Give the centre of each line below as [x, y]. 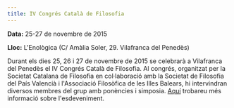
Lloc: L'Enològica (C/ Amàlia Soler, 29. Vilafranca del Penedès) [99, 47]
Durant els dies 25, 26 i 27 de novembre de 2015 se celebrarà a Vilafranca [115, 61]
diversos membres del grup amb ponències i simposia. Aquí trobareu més [115, 90]
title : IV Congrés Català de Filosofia [66, 14]
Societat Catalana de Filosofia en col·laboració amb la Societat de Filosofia [116, 76]
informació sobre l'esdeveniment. [56, 98]
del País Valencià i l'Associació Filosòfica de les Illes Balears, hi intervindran [117, 83]
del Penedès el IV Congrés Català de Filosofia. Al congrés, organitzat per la [116, 68]
